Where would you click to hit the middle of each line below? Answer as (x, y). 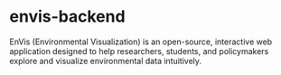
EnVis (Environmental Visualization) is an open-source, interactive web (141, 42)
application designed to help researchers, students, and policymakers (139, 51)
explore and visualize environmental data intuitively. (105, 61)
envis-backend (67, 17)
